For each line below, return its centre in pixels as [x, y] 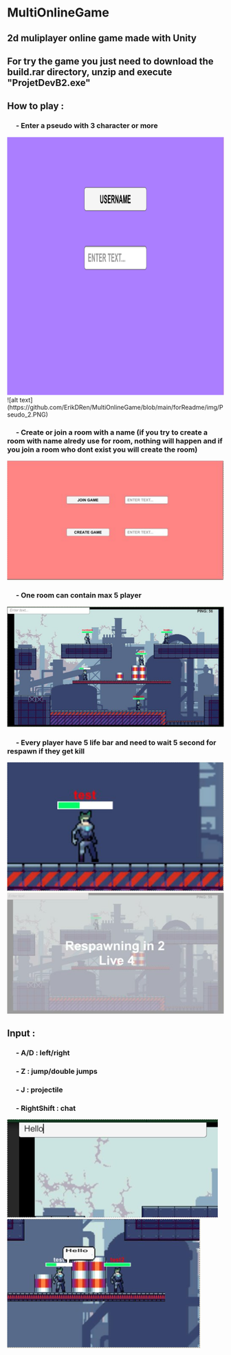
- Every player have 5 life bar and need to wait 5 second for [116, 742]
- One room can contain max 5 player [79, 595]
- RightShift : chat [46, 1108]
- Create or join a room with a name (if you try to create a [112, 432]
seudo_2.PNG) [27, 415]
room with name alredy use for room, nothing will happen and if [115, 441]
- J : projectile [40, 1090]
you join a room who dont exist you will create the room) [102, 450]
